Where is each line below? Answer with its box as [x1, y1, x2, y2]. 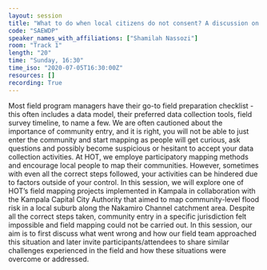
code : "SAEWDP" [8, 26, 59, 34]
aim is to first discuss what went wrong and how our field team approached [8, 228, 257, 238]
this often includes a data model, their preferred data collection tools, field [8, 109, 253, 119]
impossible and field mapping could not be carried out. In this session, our [8, 220, 253, 229]
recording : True [8, 79, 62, 87]
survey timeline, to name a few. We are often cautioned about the [8, 118, 223, 127]
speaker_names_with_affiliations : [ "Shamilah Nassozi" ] [8, 34, 198, 42]
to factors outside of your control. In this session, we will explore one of [8, 177, 244, 187]
